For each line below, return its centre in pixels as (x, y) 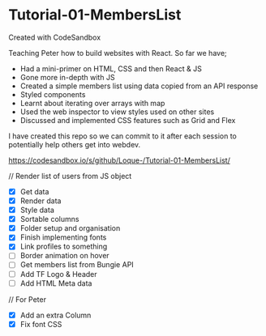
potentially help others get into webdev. (75, 144)
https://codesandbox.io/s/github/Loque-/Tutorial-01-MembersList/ (120, 160)
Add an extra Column (56, 315)
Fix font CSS (41, 324)
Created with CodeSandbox (55, 37)
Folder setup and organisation (70, 228)
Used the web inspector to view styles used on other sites (117, 112)
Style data (37, 210)
